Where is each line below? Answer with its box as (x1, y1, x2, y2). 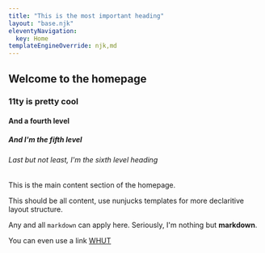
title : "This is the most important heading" (8, 11, 164, 20)
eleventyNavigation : (8, 27, 78, 35)
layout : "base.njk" (8, 19, 74, 27)
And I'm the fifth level (8, 134, 82, 144)
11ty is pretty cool (8, 96, 79, 108)
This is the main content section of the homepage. (8, 179, 176, 190)
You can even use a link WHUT (8, 235, 111, 245)
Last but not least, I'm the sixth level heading (8, 155, 158, 164)
